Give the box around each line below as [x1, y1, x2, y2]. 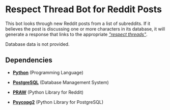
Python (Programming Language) [12, 69, 84, 75]
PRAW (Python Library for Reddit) [12, 89, 84, 95]
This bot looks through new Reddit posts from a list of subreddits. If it [5, 20, 151, 26]
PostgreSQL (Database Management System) [12, 79, 109, 85]
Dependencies [5, 56, 52, 65]
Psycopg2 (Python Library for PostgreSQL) [12, 99, 103, 105]
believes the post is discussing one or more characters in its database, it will [5, 25, 165, 32]
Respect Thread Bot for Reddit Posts [5, 4, 162, 15]
